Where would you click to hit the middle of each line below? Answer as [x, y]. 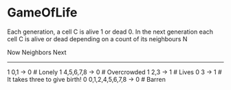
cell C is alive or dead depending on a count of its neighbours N [97, 38]
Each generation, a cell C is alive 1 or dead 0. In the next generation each [110, 32]
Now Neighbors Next [37, 52]
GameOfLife [42, 13]
